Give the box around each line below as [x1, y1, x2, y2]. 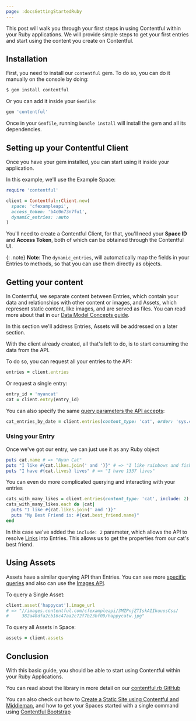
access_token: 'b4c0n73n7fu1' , [11, 209, 87, 214]
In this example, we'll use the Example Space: [6, 176, 116, 183]
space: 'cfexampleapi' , [11, 203, 69, 209]
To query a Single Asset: [6, 591, 65, 598]
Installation [6, 54, 48, 64]
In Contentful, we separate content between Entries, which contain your [6, 293, 179, 300]
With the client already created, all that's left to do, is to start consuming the [6, 340, 188, 347]
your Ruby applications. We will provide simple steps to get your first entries [6, 30, 189, 38]
